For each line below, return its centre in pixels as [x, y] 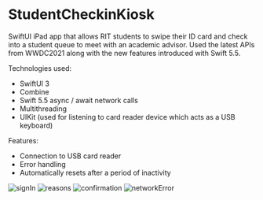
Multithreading [43, 109]
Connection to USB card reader [70, 156]
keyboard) [36, 125]
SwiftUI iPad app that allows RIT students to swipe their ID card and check [128, 36]
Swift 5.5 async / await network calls [79, 100]
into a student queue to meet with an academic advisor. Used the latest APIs [131, 44]
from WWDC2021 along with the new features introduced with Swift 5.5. [124, 53]
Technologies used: [40, 68]
